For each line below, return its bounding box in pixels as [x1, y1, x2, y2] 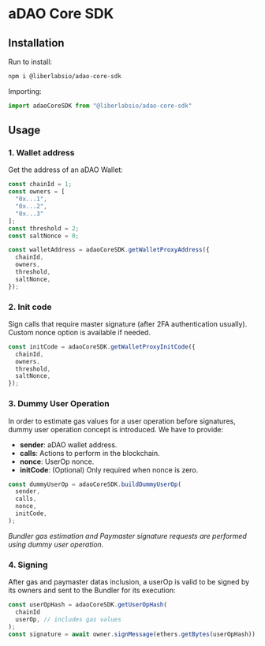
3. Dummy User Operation [8, 398, 110, 409]
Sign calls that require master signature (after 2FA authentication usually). [8, 319, 248, 328]
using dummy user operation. [8, 540, 104, 549]
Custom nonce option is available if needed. [8, 327, 151, 337]
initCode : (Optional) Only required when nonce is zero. [19, 465, 199, 474]
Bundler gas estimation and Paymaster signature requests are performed [8, 531, 247, 540]
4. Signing [8, 559, 48, 570]
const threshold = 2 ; [8, 224, 80, 233]
